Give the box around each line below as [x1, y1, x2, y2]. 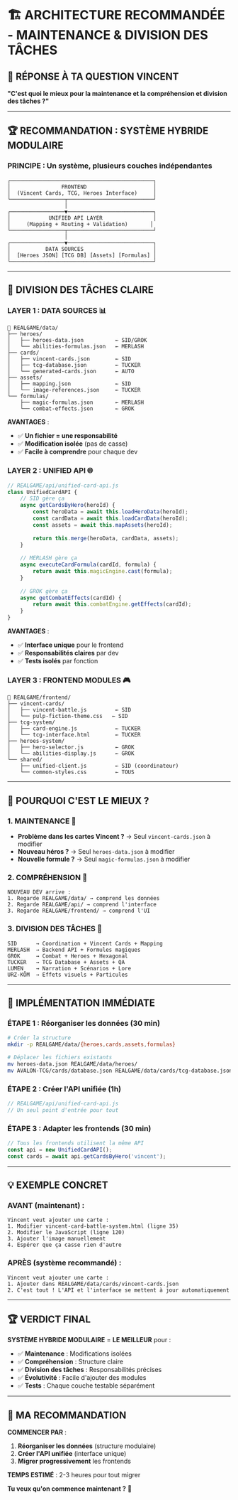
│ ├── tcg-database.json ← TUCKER [7, 362, 141, 369]
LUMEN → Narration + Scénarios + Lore [7, 965, 132, 972]
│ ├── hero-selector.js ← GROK [7, 744, 135, 751]
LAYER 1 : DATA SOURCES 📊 [7, 306, 107, 315]
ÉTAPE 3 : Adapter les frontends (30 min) [7, 1123, 152, 1133]
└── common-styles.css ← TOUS [20, 768, 135, 776]
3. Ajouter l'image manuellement [7, 1236, 106, 1243]
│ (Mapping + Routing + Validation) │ [7, 220, 154, 227]
